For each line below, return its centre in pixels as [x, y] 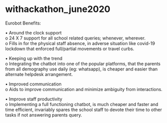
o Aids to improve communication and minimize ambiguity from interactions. [84, 89]
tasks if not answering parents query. [44, 115]
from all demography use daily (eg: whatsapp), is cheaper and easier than [81, 69]
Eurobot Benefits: [23, 23]
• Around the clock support [33, 32]
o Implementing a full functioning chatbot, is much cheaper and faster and [82, 104]
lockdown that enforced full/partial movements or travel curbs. [70, 48]
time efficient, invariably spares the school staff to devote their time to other [83, 109]
